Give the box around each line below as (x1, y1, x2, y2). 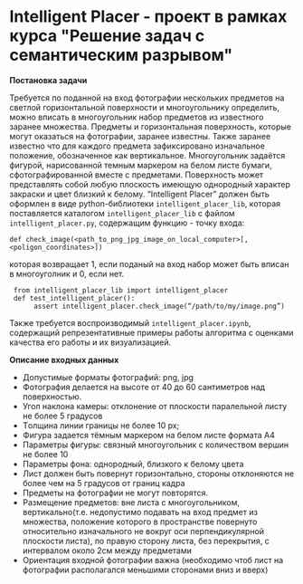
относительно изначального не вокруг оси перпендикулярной (22, 525, 265, 536)
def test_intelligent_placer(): (13, 293, 136, 302)
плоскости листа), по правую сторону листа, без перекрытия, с (22, 535, 270, 546)
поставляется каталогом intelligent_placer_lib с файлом (9, 207, 235, 218)
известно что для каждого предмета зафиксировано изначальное (9, 140, 265, 151)
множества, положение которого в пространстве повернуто (22, 516, 258, 527)
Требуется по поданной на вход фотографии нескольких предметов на (9, 92, 285, 103)
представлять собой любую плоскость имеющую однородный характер (9, 178, 291, 189)
